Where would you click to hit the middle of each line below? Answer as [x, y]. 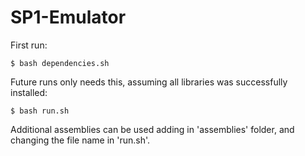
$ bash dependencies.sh [60, 63]
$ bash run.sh [40, 111]
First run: [29, 45]
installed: [29, 92]
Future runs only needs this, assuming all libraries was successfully [149, 82]
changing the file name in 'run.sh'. [80, 140]
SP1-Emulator [68, 17]
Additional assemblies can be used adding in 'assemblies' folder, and [152, 129]
